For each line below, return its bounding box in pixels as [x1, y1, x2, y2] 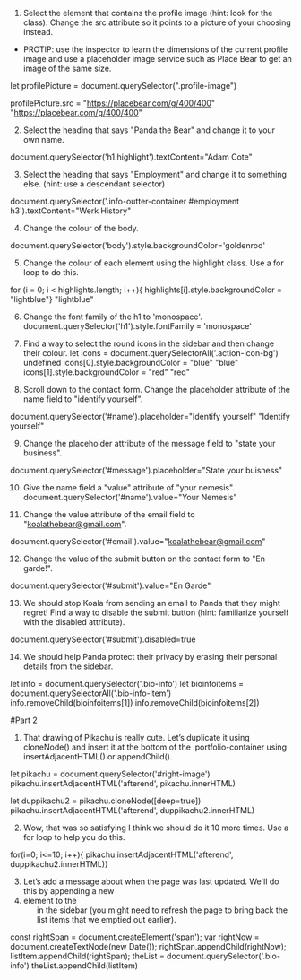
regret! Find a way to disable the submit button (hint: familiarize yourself [22, 607, 289, 618]
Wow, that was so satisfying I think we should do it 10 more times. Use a [22, 822, 289, 833]
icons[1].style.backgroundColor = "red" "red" [22, 367, 191, 377]
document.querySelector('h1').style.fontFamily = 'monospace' [22, 321, 252, 331]
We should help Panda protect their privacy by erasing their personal [22, 652, 278, 662]
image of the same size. [22, 63, 112, 74]
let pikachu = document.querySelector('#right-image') [10, 768, 211, 779]
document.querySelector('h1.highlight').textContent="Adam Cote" [10, 152, 254, 162]
